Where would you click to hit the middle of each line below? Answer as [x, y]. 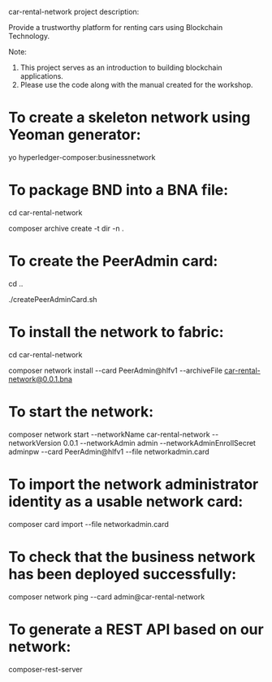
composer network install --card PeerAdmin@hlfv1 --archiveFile [116, 370]
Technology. [29, 36]
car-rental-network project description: [74, 12]
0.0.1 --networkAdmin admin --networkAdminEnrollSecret [159, 442]
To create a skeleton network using [130, 118]
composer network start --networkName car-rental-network [109, 434]
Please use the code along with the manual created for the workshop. [136, 85]
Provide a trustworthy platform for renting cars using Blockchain [116, 27]
